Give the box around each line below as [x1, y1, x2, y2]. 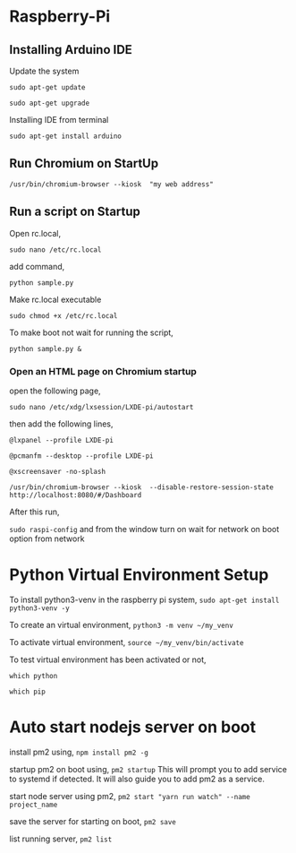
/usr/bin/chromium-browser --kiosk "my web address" [9, 179, 215, 189]
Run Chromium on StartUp [9, 156, 159, 171]
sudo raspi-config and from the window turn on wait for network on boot [9, 523, 280, 534]
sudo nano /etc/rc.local [9, 245, 102, 254]
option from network [9, 533, 85, 544]
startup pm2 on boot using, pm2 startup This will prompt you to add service [9, 763, 288, 774]
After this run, [9, 506, 60, 517]
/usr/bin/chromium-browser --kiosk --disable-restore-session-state [9, 482, 275, 492]
